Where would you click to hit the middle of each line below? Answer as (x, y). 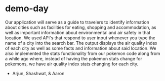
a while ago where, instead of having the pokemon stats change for (74, 58)
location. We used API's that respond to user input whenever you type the (80, 38)
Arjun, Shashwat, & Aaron (38, 73)
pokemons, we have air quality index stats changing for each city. (72, 64)
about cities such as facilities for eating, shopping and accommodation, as (81, 27)
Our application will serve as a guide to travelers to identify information (77, 22)
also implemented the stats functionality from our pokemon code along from (83, 53)
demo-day (27, 9)
